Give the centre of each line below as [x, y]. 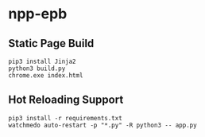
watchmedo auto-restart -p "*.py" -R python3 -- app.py [102, 125]
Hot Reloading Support [66, 100]
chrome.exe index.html [46, 76]
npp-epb [38, 14]
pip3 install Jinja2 [43, 61]
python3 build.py [37, 68]
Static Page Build [51, 43]
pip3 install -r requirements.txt [66, 118]
